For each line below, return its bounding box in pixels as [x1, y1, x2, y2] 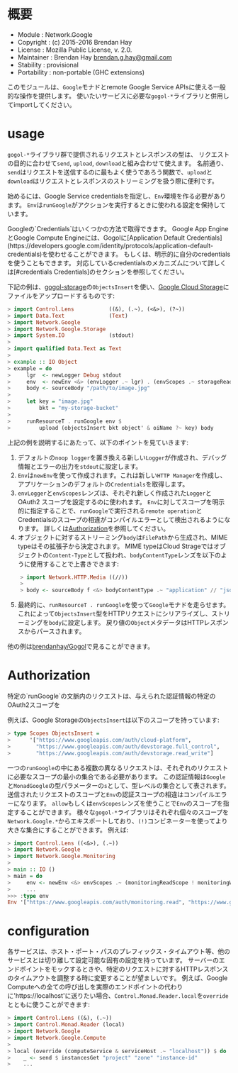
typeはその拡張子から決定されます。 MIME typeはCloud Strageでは [17, 542, 214, 550]
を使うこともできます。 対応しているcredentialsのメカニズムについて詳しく [7, 258, 227, 267]
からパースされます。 [23, 627, 86, 635]
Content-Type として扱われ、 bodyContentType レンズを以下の [48, 550, 221, 559]
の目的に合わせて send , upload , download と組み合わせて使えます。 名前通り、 [7, 159, 228, 167]
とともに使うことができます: [7, 1001, 91, 1009]
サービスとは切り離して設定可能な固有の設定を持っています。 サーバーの [7, 956, 220, 964]
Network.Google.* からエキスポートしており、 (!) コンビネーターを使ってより [7, 816, 228, 825]
